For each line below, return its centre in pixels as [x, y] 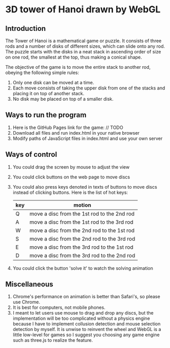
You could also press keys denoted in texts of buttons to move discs [85, 187]
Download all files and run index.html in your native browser [76, 133]
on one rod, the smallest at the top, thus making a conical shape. [74, 57]
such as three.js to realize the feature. [53, 340]
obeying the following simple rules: [42, 72]
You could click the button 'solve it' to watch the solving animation [83, 268]
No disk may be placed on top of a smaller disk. [63, 99]
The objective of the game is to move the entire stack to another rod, [78, 67]
